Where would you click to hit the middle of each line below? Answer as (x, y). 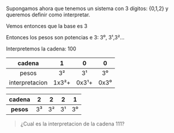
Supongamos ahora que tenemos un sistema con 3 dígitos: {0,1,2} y (87, 8)
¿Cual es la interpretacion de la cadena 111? (72, 124)
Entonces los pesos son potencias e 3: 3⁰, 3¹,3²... (65, 37)
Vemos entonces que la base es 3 (47, 26)
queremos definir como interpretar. (48, 15)
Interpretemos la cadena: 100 (41, 49)
